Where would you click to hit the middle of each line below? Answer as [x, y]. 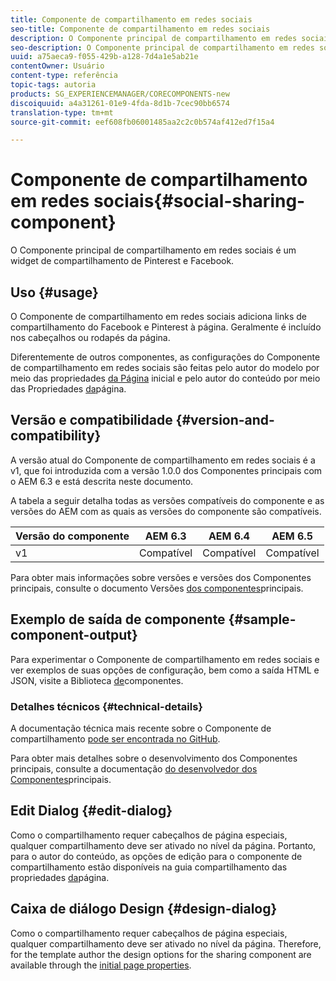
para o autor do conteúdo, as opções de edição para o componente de [156, 856]
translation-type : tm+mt [62, 112]
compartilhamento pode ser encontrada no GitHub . [115, 738]
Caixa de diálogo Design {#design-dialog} [144, 909]
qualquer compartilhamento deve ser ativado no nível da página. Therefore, [166, 943]
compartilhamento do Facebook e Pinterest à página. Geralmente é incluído [166, 327]
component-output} [74, 635]
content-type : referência [64, 76]
